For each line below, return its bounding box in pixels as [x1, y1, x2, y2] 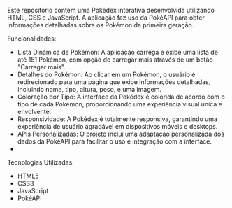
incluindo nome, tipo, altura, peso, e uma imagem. [17, 85, 162, 93]
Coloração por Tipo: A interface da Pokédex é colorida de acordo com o [17, 92, 225, 101]
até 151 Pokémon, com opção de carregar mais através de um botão [17, 55, 213, 64]
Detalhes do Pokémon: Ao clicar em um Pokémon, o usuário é [17, 70, 196, 78]
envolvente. [17, 108, 52, 116]
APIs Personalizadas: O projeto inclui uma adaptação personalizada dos [17, 130, 225, 138]
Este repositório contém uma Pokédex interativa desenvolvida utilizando [7, 6, 215, 14]
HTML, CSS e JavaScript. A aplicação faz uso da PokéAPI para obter [7, 13, 205, 22]
